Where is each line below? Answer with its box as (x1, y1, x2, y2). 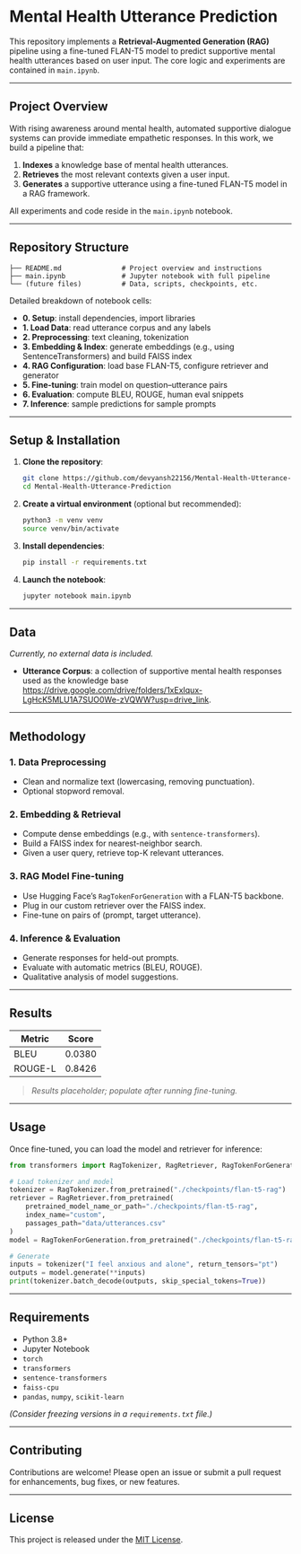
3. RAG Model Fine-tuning (9, 870, 125, 882)
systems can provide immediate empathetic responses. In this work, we (9, 132, 274, 143)
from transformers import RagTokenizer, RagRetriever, (9, 1161, 219, 1170)
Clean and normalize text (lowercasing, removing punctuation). (21, 777, 255, 787)
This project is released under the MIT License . (9, 1534, 184, 1545)
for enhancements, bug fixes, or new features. (9, 1476, 181, 1487)
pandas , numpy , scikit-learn (21, 1391, 125, 1401)
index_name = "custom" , (25, 1210, 106, 1220)
